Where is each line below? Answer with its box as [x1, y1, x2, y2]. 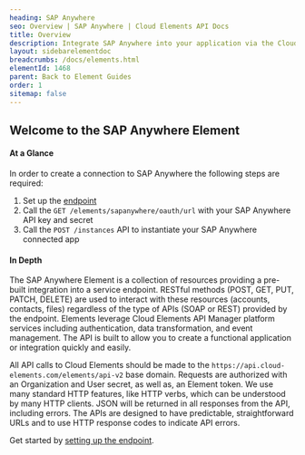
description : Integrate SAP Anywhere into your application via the [9, 38, 274, 48]
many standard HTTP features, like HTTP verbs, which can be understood [9, 389, 286, 400]
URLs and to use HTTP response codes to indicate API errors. [9, 418, 241, 429]
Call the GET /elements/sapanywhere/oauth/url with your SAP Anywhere [22, 205, 291, 216]
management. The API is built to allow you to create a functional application [9, 333, 292, 344]
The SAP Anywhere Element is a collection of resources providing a [9, 275, 262, 286]
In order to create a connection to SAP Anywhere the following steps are [9, 169, 280, 179]
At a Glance [9, 148, 54, 159]
